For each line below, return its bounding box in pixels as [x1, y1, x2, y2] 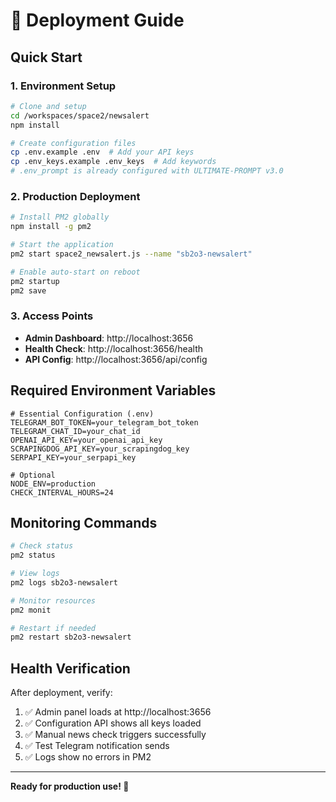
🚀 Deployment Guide [10, 9, 185, 32]
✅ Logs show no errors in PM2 [24, 751, 152, 763]
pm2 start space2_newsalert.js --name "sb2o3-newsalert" [10, 249, 253, 259]
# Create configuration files [10, 138, 137, 148]
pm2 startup [10, 276, 60, 286]
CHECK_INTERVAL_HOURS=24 [10, 487, 114, 498]
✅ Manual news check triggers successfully [24, 729, 207, 741]
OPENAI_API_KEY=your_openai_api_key [10, 435, 163, 445]
